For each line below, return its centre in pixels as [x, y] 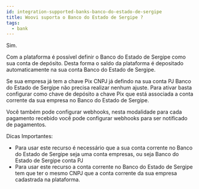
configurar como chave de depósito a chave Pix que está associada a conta [100, 94]
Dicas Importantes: [30, 136]
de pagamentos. [26, 125]
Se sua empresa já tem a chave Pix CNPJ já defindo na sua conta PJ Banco [99, 81]
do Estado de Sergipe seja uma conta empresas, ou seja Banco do [97, 154]
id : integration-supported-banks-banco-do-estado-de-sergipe [84, 12]
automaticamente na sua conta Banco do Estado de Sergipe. [81, 70]
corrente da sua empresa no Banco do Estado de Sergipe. [78, 100]
